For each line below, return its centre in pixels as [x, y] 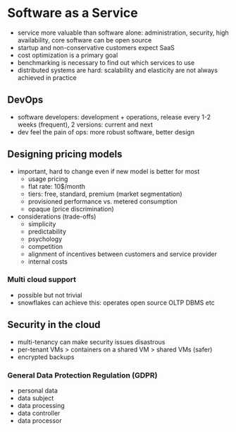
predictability [47, 231]
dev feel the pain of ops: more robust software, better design [106, 132]
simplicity [42, 223]
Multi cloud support [42, 279]
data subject [36, 398]
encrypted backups [46, 357]
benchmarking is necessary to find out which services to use [106, 62]
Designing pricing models [65, 154]
